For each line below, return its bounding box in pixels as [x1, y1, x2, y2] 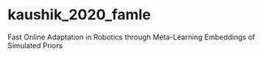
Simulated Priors [7, 40, 63, 50]
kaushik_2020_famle [7, 6, 151, 24]
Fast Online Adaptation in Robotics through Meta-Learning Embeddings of [7, 32, 256, 42]
